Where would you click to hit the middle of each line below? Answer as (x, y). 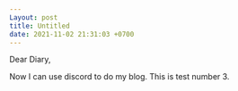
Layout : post (34, 17)
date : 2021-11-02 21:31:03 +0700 (72, 34)
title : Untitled (40, 26)
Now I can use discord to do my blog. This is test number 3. (119, 77)
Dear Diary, (30, 60)
